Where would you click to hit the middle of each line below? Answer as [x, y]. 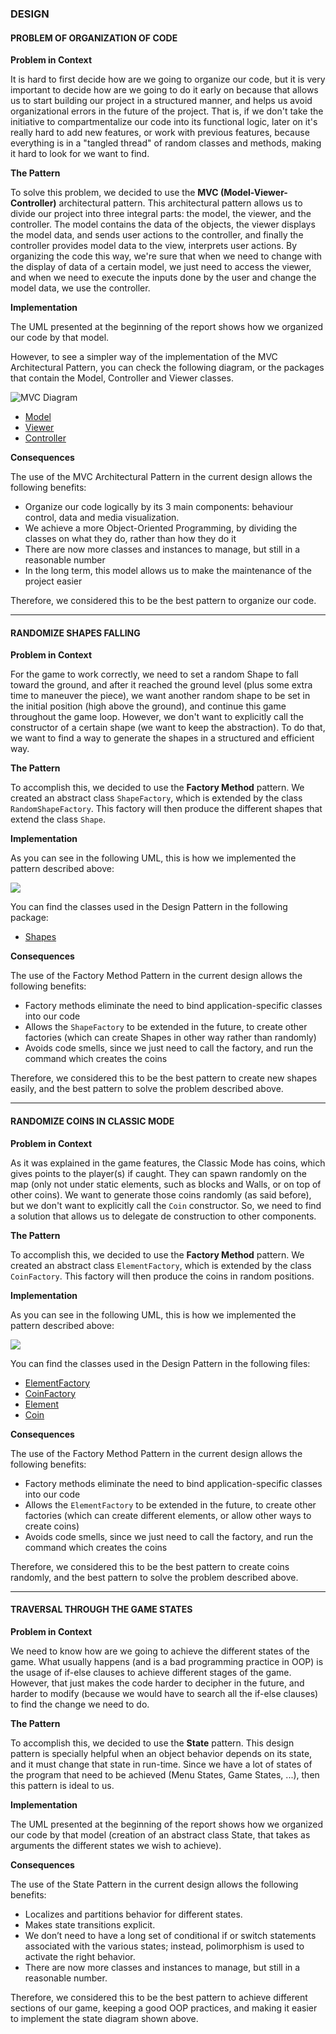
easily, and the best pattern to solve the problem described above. [147, 1089]
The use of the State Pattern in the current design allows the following [154, 1884]
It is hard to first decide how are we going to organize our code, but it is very [168, 79]
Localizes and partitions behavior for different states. [133, 1914]
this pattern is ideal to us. [62, 1785]
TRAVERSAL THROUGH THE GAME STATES [101, 1609]
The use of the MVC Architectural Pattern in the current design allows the [161, 477]
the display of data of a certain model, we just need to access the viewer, [161, 267]
